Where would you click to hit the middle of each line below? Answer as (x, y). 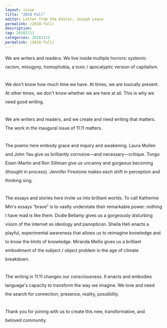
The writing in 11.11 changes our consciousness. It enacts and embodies (79, 276)
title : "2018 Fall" (25, 14)
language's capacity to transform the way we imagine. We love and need (80, 285)
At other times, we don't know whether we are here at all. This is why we (80, 93)
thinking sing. (19, 180)
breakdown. (17, 259)
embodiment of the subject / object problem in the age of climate (72, 250)
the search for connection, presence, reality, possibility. (62, 294)
